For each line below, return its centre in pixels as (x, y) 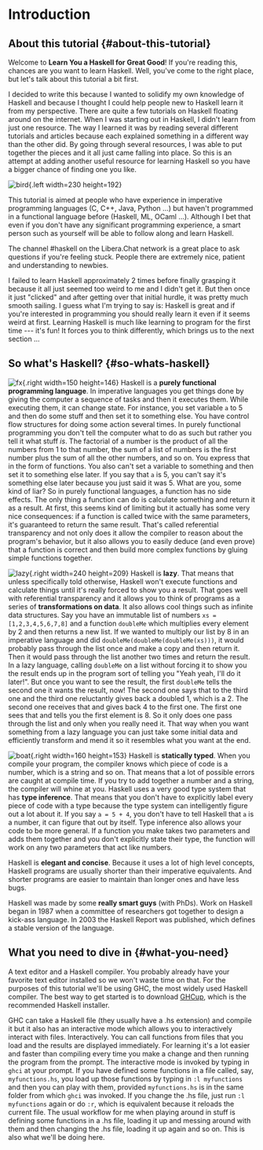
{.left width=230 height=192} (75, 185)
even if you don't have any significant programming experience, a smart (124, 225)
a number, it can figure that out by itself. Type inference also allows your (125, 822)
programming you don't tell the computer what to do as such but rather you (130, 432)
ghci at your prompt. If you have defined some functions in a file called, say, (131, 1070)
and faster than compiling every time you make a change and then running (128, 1053)
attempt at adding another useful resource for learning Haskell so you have (130, 161)
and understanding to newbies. (58, 265)
